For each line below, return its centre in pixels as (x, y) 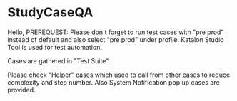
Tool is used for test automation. (55, 47)
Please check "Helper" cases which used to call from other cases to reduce (119, 75)
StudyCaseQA (50, 12)
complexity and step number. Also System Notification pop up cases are (114, 82)
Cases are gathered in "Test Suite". (59, 60)
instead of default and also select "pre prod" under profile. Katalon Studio (116, 39)
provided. (21, 90)
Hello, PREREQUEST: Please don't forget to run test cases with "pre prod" (116, 32)
